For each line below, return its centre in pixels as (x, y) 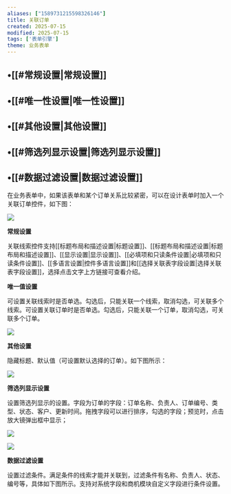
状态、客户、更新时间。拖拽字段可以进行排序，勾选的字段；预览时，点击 (121, 411)
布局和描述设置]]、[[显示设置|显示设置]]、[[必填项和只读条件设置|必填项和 (111, 255)
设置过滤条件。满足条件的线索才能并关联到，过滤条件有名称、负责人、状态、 (115, 475)
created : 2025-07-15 (37, 26)
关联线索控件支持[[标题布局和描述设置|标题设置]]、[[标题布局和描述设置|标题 (115, 246)
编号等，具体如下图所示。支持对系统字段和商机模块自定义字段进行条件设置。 (115, 484)
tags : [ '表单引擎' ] (33, 39)
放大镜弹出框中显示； (37, 420)
